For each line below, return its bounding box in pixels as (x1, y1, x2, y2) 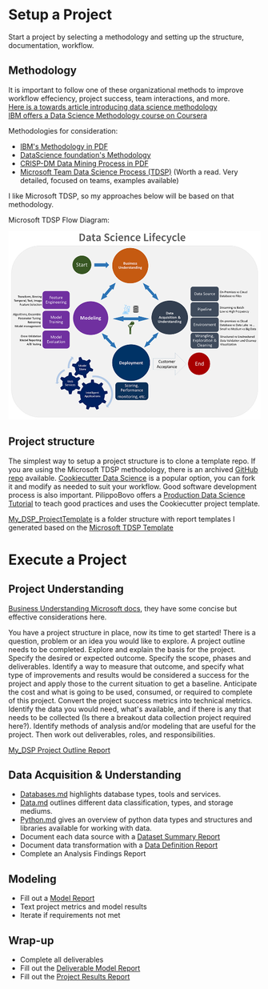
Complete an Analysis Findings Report (19, 849, 146, 859)
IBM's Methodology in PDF (19, 142, 109, 151)
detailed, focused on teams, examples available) (19, 175, 179, 185)
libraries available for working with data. (19, 823, 152, 833)
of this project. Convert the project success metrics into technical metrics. (8, 695, 253, 705)
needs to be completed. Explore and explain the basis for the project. (8, 644, 236, 654)
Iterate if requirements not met (19, 911, 121, 920)
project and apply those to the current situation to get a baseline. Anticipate (8, 679, 258, 688)
